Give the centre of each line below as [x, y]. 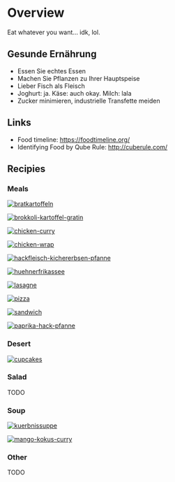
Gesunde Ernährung [52, 54]
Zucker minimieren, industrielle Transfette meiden [89, 101]
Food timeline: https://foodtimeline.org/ [74, 139]
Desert [19, 344]
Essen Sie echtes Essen [51, 71]
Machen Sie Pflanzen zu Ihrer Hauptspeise [78, 78]
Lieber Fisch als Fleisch [51, 86]
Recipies [26, 169]
